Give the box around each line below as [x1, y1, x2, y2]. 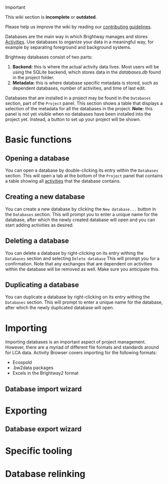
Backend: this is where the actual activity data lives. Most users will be [12, 64, 159, 70]
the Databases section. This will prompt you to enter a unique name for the [5, 211, 158, 217]
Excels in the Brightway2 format [12, 370, 79, 376]
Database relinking [5, 468, 86, 479]
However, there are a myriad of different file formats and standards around [5, 344, 159, 351]
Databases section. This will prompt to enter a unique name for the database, [5, 299, 163, 305]
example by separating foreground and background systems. [5, 44, 131, 50]
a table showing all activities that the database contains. [5, 178, 121, 184]
